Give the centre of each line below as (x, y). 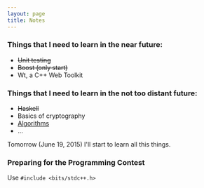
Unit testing (34, 60)
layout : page (26, 14)
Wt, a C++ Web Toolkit (50, 75)
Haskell (28, 109)
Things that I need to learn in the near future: (85, 45)
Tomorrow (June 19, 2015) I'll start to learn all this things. (89, 145)
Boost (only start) (42, 67)
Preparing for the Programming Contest (76, 163)
